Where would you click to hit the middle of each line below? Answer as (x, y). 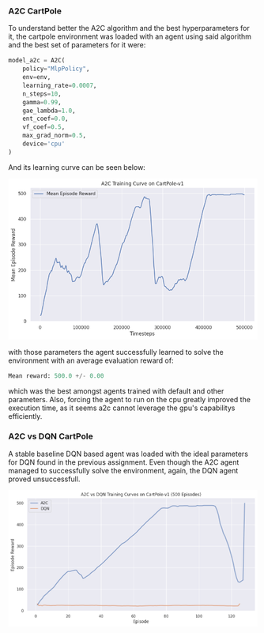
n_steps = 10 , (42, 94)
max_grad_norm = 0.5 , (55, 136)
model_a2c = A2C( (37, 61)
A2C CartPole (35, 11)
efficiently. (25, 416)
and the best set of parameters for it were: (77, 45)
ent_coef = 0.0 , (45, 119)
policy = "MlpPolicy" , (56, 69)
